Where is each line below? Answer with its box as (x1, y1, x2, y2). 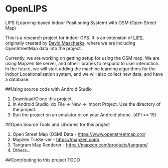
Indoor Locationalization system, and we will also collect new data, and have (5, 71, 163, 77)
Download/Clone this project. (12, 96, 73, 102)
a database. (5, 76, 30, 82)
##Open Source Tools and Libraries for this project (5, 121, 110, 127)
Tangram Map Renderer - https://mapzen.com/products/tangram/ (12, 141, 148, 148)
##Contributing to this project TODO (5, 156, 80, 163)
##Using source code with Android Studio (5, 86, 92, 92)
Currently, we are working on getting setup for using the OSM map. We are (5, 55, 159, 61)
